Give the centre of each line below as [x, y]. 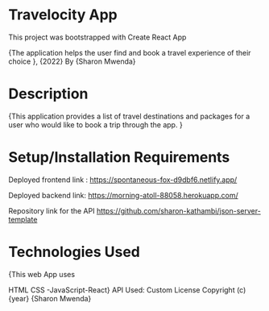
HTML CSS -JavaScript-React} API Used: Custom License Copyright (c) [127, 290]
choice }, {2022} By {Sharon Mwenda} [72, 61]
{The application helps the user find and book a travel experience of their [130, 52]
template [23, 219]
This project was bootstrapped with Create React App [97, 37]
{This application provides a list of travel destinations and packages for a [129, 116]
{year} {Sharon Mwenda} [50, 298]
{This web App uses [41, 274]
